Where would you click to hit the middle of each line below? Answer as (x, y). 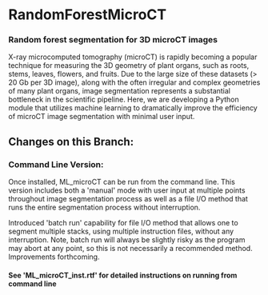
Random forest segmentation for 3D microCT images (113, 40)
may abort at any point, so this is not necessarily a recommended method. (131, 249)
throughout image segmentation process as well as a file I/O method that (128, 199)
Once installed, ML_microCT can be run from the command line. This (122, 182)
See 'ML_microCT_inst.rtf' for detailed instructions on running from (123, 275)
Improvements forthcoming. (54, 257)
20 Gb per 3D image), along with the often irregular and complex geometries (134, 82)
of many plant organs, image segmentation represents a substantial (119, 91)
